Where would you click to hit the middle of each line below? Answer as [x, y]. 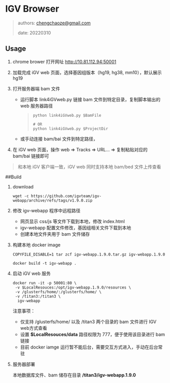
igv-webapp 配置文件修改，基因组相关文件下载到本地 [76, 228]
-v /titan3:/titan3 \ [38, 296]
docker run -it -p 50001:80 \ [45, 283]
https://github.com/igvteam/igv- [66, 196]
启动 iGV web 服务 [31, 273]
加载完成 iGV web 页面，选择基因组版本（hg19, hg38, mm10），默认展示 [87, 72]
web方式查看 [33, 328]
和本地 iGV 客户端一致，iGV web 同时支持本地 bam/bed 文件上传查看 [89, 167]
